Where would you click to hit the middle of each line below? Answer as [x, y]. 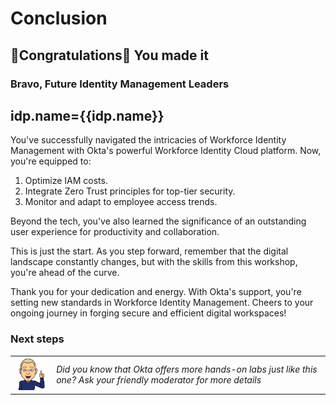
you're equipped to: [51, 161]
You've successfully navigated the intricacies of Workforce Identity [148, 140]
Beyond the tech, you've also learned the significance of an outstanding [158, 221]
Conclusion [59, 18]
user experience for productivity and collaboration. [115, 232]
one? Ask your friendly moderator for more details [159, 379]
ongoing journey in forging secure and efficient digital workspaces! [148, 313]
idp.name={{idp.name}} [87, 115]
